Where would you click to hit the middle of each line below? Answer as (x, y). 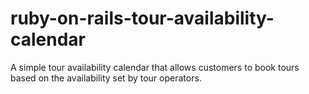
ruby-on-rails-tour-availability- (142, 18)
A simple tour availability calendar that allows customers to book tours (155, 67)
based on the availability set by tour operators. (106, 78)
